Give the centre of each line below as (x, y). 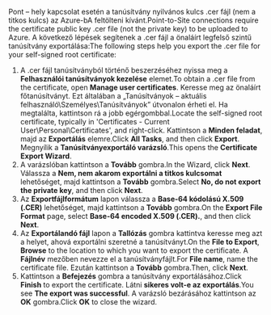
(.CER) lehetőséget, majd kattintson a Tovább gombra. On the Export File (141, 208)
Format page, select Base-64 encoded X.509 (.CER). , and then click (135, 216)
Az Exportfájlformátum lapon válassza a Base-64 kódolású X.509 (132, 199)
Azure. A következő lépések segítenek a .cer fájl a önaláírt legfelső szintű (130, 37)
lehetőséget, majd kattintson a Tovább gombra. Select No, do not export (140, 182)
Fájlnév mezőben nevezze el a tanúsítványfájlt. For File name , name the (139, 259)
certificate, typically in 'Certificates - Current (95, 122)
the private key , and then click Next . (81, 190)
